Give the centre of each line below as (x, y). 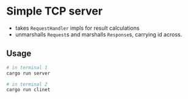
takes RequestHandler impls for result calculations (77, 28)
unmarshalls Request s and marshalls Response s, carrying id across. (99, 34)
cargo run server (28, 73)
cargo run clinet (28, 90)
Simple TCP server (54, 11)
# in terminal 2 (27, 84)
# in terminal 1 (27, 67)
